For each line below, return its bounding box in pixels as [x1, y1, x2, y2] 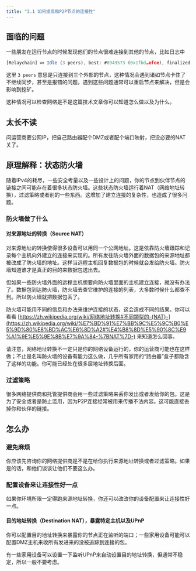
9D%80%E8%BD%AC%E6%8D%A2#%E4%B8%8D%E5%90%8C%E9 [14, 326, 187, 333]
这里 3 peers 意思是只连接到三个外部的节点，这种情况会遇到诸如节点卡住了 [6, 71, 185, 78]
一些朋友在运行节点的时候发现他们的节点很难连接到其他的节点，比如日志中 [6, 48, 185, 56]
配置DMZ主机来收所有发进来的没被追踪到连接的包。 [6, 538, 130, 545]
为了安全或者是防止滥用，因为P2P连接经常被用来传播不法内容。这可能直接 [6, 398, 185, 405]
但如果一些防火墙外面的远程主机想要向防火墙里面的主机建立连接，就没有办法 [6, 279, 190, 286]
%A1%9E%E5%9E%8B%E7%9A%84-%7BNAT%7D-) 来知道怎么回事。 [6, 333, 178, 340]
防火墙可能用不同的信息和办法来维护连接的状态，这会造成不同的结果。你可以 [6, 306, 190, 313]
